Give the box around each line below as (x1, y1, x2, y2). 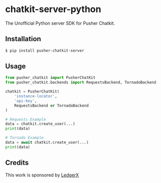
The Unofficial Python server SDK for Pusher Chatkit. (5, 20, 115, 26)
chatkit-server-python (5, 4, 102, 15)
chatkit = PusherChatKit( (5, 89, 59, 94)
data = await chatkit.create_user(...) (5, 140, 89, 145)
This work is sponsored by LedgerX (5, 172, 79, 178)
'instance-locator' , (14, 94, 57, 99)
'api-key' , (14, 98, 37, 104)
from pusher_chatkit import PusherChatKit (5, 75, 96, 80)
